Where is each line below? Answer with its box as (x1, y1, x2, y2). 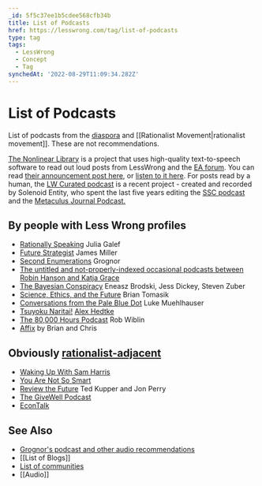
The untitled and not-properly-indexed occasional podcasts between (19, 265, 244, 275)
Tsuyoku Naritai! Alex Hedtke (19, 307, 114, 316)
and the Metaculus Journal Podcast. (8, 196, 126, 205)
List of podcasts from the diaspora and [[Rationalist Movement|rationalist (8, 130, 246, 140)
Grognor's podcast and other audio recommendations (19, 445, 195, 454)
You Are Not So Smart (19, 376, 92, 385)
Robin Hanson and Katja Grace (19, 273, 120, 282)
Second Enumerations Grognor (19, 256, 121, 266)
